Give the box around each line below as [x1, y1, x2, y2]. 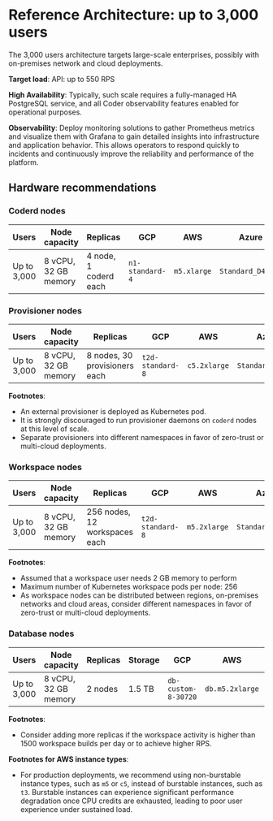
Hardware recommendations [8, 181, 157, 195]
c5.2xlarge [187, 361, 230, 370]
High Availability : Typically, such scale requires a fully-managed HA [8, 89, 237, 99]
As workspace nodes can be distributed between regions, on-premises [19, 590, 258, 600]
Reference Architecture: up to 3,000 [8, 6, 259, 24]
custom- [167, 684, 197, 694]
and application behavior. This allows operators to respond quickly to [8, 140, 240, 149]
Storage [128, 654, 160, 665]
